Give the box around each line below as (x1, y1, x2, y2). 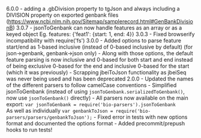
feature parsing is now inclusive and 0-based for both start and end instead (6, 56, 193, 63)
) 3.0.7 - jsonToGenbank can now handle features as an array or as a (13, 24, 182, 31)
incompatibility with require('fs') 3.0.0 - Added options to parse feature (6, 37, 182, 44)
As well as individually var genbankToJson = (6, 107, 113, 114)
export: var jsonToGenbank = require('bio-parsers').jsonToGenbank (6, 101, 176, 107)
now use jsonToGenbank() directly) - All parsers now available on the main (6, 94, 188, 101)
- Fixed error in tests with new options (94, 113, 188, 121)
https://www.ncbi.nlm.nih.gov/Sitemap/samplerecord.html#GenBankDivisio (8, 18, 193, 25)
